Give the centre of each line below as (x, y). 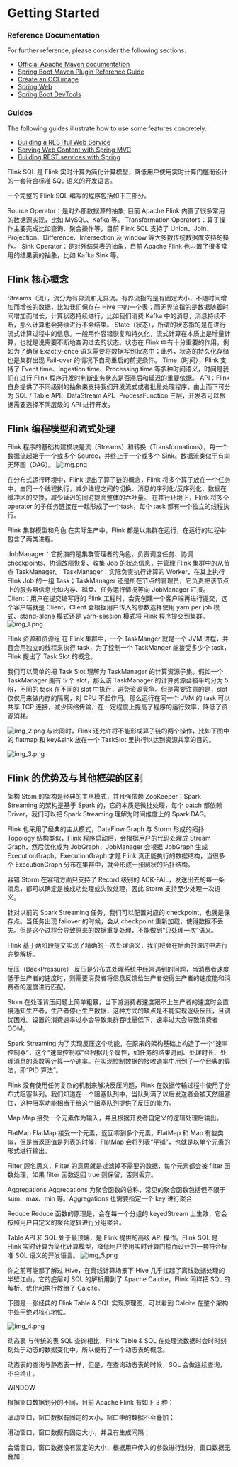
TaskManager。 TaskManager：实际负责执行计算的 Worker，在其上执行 (120, 572)
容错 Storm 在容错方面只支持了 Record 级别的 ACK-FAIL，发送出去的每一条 (116, 879)
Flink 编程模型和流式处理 (61, 428)
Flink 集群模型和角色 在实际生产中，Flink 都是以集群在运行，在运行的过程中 (117, 530)
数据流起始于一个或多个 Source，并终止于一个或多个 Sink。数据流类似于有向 (119, 456)
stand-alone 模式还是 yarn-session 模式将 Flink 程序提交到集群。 (114, 616)
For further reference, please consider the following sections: (97, 50)
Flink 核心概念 (38, 280)
